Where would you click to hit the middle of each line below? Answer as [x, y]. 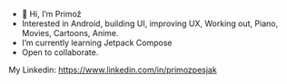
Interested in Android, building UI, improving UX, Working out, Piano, [150, 23]
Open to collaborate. [60, 52]
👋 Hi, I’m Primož [51, 14]
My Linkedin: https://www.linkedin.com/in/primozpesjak [113, 70]
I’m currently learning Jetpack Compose [97, 42]
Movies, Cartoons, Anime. [70, 33]
